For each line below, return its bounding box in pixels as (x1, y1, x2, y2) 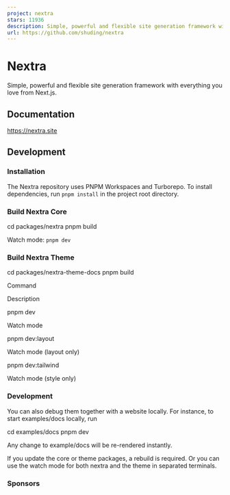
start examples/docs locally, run (7, 414, 98, 422)
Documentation (7, 108, 75, 120)
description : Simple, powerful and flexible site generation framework (7, 23, 216, 29)
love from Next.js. (7, 88, 57, 97)
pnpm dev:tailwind (7, 361, 60, 370)
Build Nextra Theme (7, 253, 75, 262)
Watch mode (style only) (7, 375, 77, 383)
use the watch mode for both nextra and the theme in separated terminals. (7, 461, 217, 470)
